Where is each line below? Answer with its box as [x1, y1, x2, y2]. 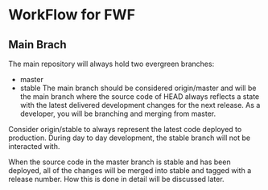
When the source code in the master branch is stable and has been [8, 157, 231, 167]
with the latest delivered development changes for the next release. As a [19, 101, 261, 109]
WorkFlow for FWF [8, 6, 135, 24]
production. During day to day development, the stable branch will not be [8, 133, 251, 142]
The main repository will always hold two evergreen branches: [8, 59, 215, 68]
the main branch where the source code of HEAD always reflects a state [19, 92, 260, 101]
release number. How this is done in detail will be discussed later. [8, 175, 225, 184]
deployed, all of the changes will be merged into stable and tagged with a [8, 166, 252, 175]
